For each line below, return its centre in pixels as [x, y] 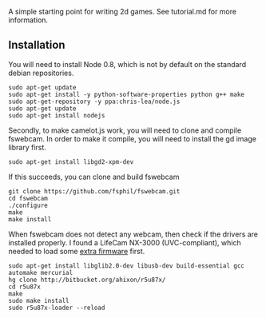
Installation [37, 45]
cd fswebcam [28, 198]
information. [28, 20]
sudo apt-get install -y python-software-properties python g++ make [127, 94]
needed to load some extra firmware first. [77, 251]
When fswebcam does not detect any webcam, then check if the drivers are [133, 234]
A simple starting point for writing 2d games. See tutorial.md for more [123, 12]
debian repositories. [41, 73]
